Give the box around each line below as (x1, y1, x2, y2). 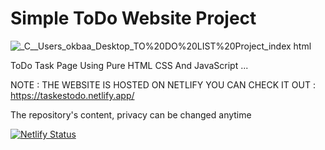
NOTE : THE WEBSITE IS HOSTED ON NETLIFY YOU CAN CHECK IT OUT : (10, 78, 316, 91)
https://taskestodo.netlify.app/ (10, 89, 135, 101)
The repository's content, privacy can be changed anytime (10, 108, 252, 121)
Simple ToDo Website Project (10, 7, 257, 30)
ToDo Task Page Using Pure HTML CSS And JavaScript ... (10, 59, 249, 71)
